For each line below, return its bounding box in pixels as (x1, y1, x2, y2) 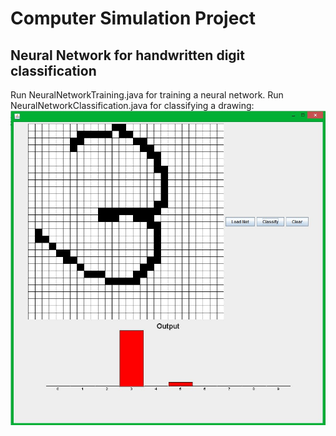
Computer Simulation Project (10, 7, 257, 30)
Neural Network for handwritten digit (10, 47, 245, 64)
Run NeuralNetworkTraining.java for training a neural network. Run (10, 89, 284, 101)
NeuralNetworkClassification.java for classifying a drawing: (10, 100, 255, 111)
